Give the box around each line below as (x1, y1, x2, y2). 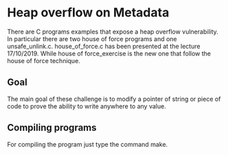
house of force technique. (7, 56, 80, 64)
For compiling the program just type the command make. (7, 140, 168, 148)
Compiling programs (7, 122, 98, 134)
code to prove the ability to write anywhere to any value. (7, 102, 166, 110)
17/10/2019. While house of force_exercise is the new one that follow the (7, 49, 212, 58)
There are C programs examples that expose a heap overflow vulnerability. (7, 27, 218, 36)
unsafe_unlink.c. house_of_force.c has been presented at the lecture (7, 42, 201, 50)
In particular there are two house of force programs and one (7, 34, 177, 43)
